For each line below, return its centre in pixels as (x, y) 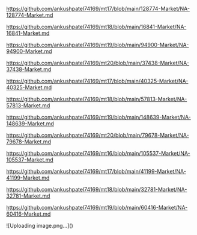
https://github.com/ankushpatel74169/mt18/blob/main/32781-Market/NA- (97, 190)
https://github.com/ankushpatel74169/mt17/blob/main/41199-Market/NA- (96, 171)
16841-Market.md (28, 33)
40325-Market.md (29, 87)
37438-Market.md (29, 69)
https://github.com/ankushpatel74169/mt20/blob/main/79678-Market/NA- (98, 135)
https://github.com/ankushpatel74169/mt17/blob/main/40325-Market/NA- (97, 81)
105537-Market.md (30, 160)
